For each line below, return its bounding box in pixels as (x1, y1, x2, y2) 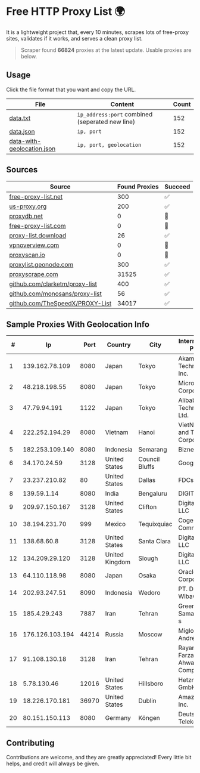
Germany (105, 714, 131, 722)
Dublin (138, 697, 157, 705)
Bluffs (138, 463, 155, 471)
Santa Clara (138, 537, 171, 546)
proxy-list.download (9, 231, 67, 239)
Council (138, 455, 160, 463)
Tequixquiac (138, 520, 173, 528)
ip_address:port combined (77, 110, 153, 118)
